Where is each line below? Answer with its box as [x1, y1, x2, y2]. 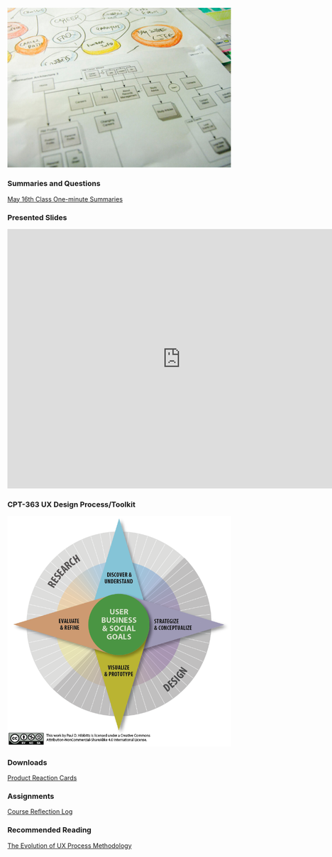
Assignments [7, 791, 55, 801]
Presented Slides [7, 212, 67, 222]
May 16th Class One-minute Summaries [7, 194, 123, 203]
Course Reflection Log [7, 807, 73, 816]
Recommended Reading [7, 825, 92, 835]
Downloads [7, 757, 48, 767]
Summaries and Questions [7, 179, 101, 189]
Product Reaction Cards [7, 773, 77, 782]
